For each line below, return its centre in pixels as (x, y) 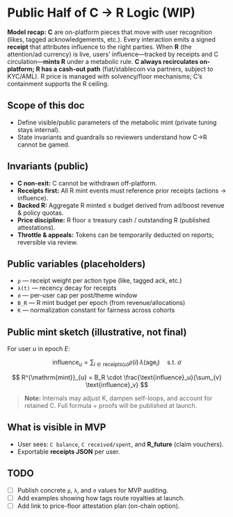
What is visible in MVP (57, 428)
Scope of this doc (46, 106)
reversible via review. (48, 242)
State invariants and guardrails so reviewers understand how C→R (112, 137)
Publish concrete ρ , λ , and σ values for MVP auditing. (93, 490)
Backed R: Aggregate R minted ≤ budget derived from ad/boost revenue (121, 205)
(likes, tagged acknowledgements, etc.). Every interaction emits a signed (111, 39)
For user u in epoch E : (39, 349)
